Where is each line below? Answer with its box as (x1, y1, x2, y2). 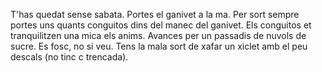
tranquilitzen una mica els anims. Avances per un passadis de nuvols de (10, 30, 307, 41)
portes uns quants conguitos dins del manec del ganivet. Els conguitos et (10, 19, 312, 31)
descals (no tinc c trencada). (10, 51, 129, 63)
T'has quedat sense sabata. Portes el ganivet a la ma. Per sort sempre (10, 9, 300, 20)
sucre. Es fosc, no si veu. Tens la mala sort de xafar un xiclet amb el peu (10, 40, 308, 52)
